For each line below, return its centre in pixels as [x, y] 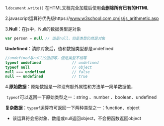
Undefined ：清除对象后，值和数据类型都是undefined [59, 48]
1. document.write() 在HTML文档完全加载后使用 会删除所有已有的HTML [77, 8]
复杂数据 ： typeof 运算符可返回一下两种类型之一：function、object [73, 108]
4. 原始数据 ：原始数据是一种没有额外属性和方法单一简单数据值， [70, 87]
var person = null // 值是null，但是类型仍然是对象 [55, 38]
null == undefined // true [46, 77]
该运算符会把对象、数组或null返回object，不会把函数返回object [77, 119]
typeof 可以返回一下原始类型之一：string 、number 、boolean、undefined [82, 97]
